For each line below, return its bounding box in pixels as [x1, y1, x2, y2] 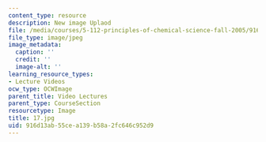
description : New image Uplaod [8, 19, 112, 27]
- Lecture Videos [8, 77, 66, 85]
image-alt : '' [15, 63, 62, 71]
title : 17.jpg [8, 114, 55, 122]
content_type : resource [8, 11, 87, 20]
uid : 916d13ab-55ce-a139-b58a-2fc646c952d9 [8, 121, 154, 129]
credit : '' [15, 56, 51, 64]
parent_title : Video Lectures [8, 92, 108, 100]
